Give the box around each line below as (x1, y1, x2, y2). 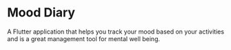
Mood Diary (7, 5, 76, 21)
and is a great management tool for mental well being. (7, 34, 161, 42)
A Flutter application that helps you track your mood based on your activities (7, 27, 225, 36)
